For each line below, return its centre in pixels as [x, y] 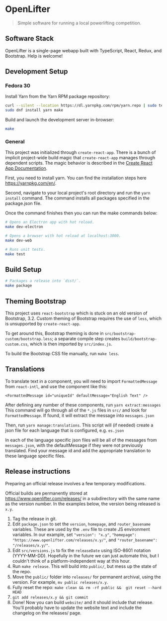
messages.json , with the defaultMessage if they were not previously [74, 445]
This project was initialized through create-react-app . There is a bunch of [81, 152]
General [15, 141]
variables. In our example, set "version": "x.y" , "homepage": [74, 534]
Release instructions [38, 471]
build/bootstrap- [139, 339]
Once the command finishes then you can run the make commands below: [81, 213]
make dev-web [19, 240]
